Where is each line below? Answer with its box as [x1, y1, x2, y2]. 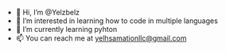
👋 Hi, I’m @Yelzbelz [15, 8, 80, 17]
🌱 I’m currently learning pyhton [15, 25, 118, 33]
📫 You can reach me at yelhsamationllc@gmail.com [15, 33, 187, 43]
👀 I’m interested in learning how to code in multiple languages [15, 16, 219, 25]
